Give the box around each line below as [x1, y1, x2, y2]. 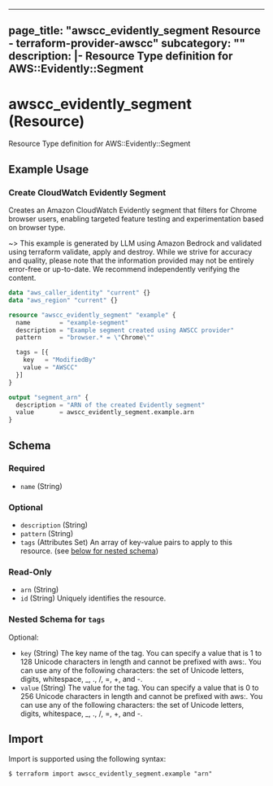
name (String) [19, 481, 63, 491]
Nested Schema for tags [8, 614, 106, 625]
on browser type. [8, 223, 67, 233]
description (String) [19, 520, 88, 530]
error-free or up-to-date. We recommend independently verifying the [8, 264, 240, 274]
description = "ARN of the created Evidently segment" [15, 400, 206, 409]
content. [8, 273, 37, 283]
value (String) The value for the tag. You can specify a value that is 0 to [19, 683, 259, 692]
